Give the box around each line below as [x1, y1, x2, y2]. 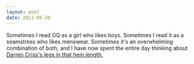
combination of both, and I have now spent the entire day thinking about [6, 44, 188, 52]
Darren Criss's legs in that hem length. [6, 51, 103, 58]
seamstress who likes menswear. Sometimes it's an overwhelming [6, 38, 173, 45]
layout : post [6, 9, 40, 15]
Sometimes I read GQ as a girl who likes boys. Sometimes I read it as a [6, 31, 184, 38]
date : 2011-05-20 [6, 15, 51, 21]
